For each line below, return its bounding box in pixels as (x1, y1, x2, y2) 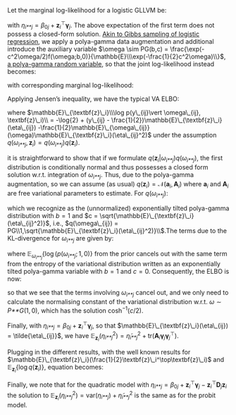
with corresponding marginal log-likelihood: (7, 81, 134, 90)
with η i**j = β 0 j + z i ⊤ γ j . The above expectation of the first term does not (7, 20, 215, 31)
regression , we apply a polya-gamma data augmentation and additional (7, 37, 214, 46)
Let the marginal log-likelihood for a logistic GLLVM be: (7, 6, 167, 14)
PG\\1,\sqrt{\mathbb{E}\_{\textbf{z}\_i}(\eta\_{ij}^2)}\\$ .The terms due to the (7, 227, 228, 235)
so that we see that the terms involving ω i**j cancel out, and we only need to (7, 289, 229, 299)
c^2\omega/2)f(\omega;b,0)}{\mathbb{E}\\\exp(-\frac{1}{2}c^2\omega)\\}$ (7, 52, 224, 61)
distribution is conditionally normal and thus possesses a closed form (7, 163, 209, 172)
